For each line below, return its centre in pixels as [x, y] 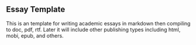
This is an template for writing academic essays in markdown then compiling [98, 23]
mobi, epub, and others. [35, 35]
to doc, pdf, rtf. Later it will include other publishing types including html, [93, 29]
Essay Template [36, 10]
